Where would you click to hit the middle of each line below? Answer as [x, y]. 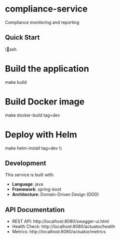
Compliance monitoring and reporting [42, 22]
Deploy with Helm [41, 134]
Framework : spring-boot [37, 189]
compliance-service [46, 9]
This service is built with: [30, 175]
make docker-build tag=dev [33, 115]
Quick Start [22, 37]
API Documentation [35, 210]
